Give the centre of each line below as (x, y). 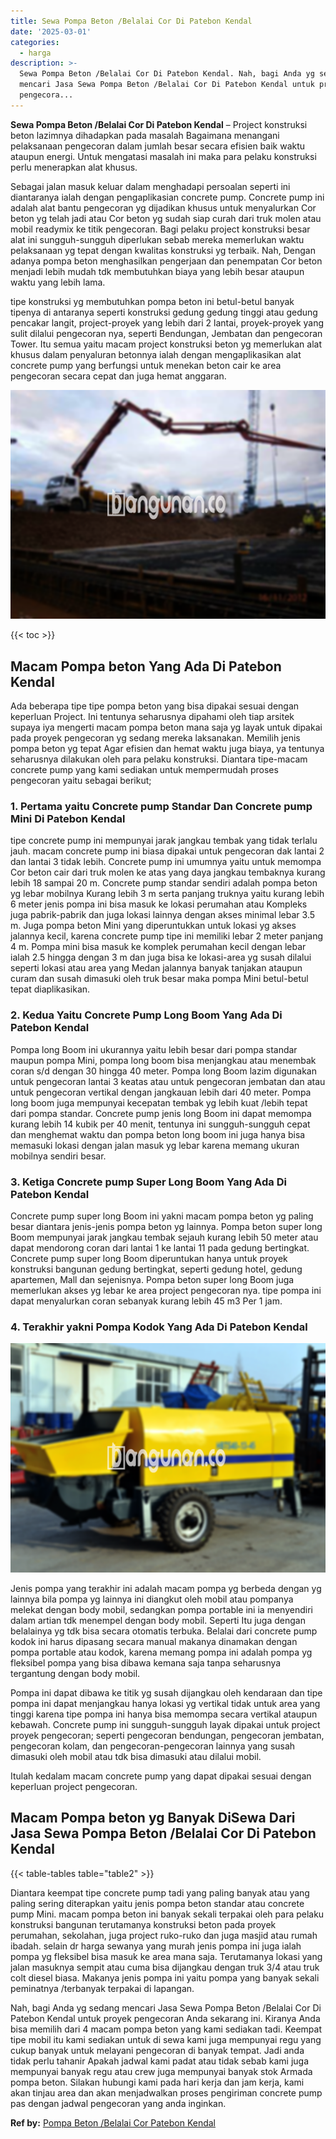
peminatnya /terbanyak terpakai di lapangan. (102, 1988)
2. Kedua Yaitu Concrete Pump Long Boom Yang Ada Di (146, 1015)
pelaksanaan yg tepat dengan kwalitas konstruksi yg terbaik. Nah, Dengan (163, 250)
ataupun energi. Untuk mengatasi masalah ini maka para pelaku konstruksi (163, 156)
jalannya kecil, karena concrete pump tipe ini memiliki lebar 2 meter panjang (167, 936)
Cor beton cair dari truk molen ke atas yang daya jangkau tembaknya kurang (168, 872)
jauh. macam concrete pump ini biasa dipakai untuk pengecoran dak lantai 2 (167, 851)
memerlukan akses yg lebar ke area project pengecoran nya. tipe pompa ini (166, 1290)
